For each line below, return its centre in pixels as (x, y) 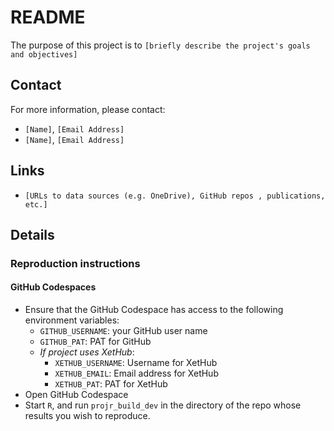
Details (32, 234)
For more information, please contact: (88, 109)
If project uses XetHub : (87, 352)
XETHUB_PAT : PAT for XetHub (111, 384)
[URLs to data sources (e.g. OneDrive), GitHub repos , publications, (175, 196)
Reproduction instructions (75, 263)
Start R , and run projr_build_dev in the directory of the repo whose (163, 405)
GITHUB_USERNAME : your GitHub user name (123, 331)
